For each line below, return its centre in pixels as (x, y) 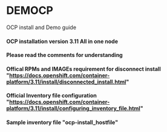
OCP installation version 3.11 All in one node (62, 41)
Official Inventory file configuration (51, 96)
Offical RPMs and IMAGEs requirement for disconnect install (84, 69)
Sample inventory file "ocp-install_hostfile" (62, 122)
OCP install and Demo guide (41, 27)
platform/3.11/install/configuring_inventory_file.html (73, 108)
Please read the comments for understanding (64, 55)
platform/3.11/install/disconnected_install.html (66, 82)
